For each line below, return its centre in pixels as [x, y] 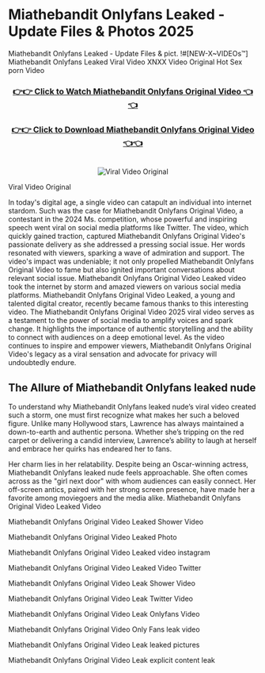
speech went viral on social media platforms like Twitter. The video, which [129, 228]
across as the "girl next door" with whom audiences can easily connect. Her [132, 481]
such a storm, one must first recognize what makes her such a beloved [124, 415]
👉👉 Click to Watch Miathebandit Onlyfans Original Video [127, 91]
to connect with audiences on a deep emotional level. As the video [117, 337]
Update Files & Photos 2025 [101, 31]
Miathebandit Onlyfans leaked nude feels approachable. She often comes [128, 472]
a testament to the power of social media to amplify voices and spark [121, 321]
